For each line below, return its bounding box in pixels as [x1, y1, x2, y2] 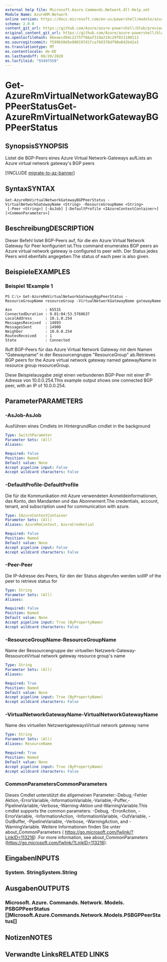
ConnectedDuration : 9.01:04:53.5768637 [5, 311, 90, 316]
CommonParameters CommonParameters [5, 781, 108, 788]
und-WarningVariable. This [94, 803, 148, 809]
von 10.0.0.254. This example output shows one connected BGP [23, 377, 153, 383]
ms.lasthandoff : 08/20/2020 [5, 53, 64, 59]
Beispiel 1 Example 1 [5, 282, 53, 289]
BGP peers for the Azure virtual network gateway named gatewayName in [5, 357, 157, 363]
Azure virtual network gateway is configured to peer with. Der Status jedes [5, 248, 158, 254]
